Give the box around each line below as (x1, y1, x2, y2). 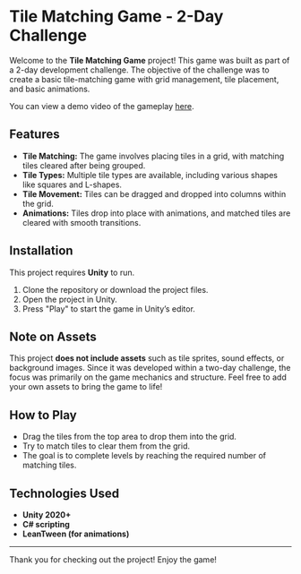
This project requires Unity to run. (9, 267, 135, 278)
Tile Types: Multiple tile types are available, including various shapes (21, 169, 278, 180)
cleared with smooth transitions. (21, 217, 142, 227)
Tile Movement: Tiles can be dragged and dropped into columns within (21, 188, 287, 199)
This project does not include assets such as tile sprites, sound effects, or (9, 353, 285, 364)
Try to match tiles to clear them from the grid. (21, 441, 191, 451)
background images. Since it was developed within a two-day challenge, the (9, 363, 291, 373)
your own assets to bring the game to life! (9, 381, 163, 392)
